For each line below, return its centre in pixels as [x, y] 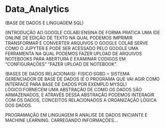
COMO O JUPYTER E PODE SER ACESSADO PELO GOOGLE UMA [72, 48]
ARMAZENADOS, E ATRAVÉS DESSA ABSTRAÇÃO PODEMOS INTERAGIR [80, 95]
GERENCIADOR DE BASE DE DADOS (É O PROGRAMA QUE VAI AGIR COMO [82, 79]
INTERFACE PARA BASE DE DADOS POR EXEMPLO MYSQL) [66, 84]
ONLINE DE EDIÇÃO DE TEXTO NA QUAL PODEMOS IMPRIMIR [69, 38]
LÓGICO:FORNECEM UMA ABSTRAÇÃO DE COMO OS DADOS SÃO [74, 89]
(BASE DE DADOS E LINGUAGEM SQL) [45, 23]
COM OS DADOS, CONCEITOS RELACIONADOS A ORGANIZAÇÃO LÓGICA [81, 100]
